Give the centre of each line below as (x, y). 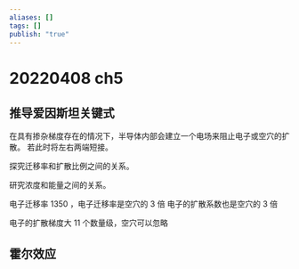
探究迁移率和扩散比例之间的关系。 (72, 167)
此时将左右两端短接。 (73, 147)
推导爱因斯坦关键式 (62, 113)
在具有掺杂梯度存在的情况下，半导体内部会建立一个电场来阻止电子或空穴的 (145, 136)
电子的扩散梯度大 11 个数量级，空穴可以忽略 (89, 223)
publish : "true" (39, 34)
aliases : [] (31, 17)
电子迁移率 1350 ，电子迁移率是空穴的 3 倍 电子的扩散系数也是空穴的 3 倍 (144, 204)
